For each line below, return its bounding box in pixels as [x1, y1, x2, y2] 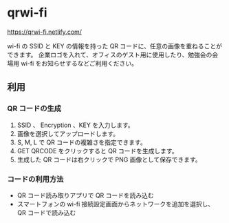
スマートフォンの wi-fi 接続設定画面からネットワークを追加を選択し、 [17, 200, 215, 208]
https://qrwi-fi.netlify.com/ [7, 28, 83, 36]
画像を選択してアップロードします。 [17, 129, 119, 137]
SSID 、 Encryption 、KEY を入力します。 [17, 121, 134, 129]
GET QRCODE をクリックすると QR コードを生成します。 [17, 146, 178, 155]
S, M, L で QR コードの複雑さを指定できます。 [17, 138, 146, 146]
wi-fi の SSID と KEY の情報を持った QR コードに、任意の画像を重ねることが [7, 41, 222, 50]
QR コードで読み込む [17, 209, 76, 217]
